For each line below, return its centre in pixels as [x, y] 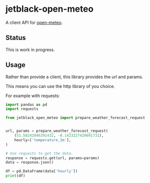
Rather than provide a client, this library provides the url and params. [74, 77]
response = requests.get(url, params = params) [52, 158]
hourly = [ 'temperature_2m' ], [43, 140]
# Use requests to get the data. [39, 153]
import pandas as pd [27, 104]
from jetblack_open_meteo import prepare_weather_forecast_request [75, 118]
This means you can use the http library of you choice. [60, 86]
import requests [22, 109]
